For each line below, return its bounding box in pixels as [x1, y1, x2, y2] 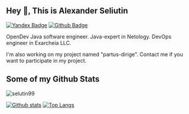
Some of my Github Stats [6, 74, 100, 84]
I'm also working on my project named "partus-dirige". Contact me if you [6, 51, 183, 58]
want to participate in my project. [6, 57, 87, 64]
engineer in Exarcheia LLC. [6, 39, 72, 46]
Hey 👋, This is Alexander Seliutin [6, 6, 128, 16]
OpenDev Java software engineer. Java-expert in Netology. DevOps [6, 33, 172, 40]
